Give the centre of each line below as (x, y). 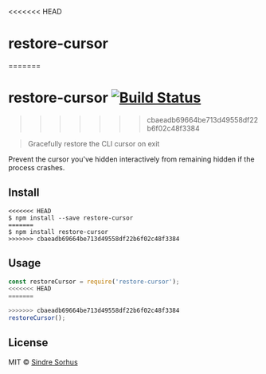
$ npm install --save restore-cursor (71, 218)
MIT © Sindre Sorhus (43, 362)
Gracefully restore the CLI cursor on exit (94, 143)
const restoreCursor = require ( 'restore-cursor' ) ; (94, 282)
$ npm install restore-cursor (59, 232)
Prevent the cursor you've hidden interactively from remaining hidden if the (131, 159)
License (28, 343)
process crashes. (37, 167)
